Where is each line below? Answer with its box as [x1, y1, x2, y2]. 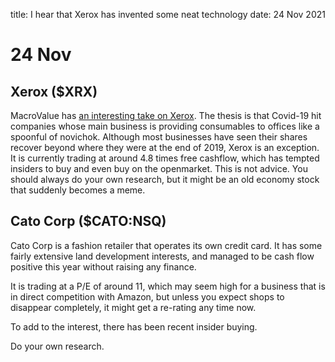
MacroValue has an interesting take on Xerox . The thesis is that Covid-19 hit [10, 110, 322, 121]
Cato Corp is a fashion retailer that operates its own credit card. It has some [10, 239, 323, 251]
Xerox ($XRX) [10, 83, 98, 100]
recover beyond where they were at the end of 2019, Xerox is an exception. [10, 142, 320, 153]
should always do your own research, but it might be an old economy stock [10, 174, 320, 185]
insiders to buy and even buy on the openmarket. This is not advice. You [10, 163, 308, 174]
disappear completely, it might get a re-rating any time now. [10, 301, 257, 313]
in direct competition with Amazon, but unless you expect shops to [10, 290, 285, 303]
